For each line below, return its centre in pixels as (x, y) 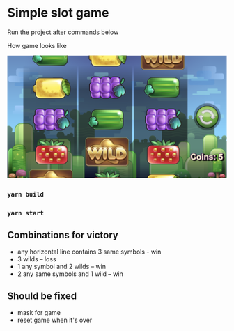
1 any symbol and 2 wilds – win (62, 267)
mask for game (39, 313)
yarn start (25, 213)
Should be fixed (42, 296)
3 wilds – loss (37, 259)
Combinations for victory (63, 235)
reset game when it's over (55, 320)
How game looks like (37, 45)
